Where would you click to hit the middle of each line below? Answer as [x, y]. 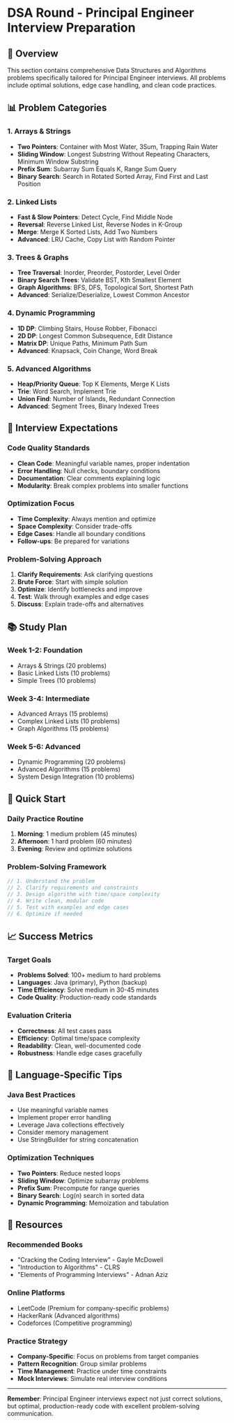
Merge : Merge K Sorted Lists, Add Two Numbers [87, 231]
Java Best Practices [41, 1095]
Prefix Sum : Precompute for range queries [79, 1188]
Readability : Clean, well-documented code [79, 1046]
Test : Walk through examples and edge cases [83, 597]
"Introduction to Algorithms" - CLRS [69, 1267]
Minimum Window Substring [58, 161]
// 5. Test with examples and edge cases [68, 907]
